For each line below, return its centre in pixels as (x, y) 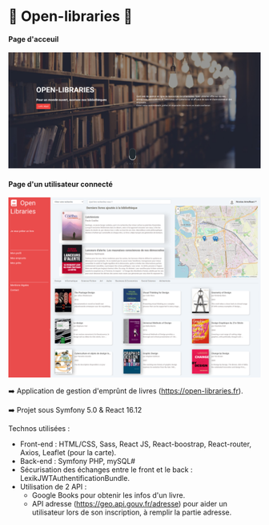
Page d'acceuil (34, 39)
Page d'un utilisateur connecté (61, 184)
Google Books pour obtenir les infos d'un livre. (108, 495)
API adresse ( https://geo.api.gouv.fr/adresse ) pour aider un (130, 503)
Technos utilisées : (39, 428)
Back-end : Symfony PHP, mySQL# (78, 461)
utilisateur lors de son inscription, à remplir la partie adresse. (132, 512)
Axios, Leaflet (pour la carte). (68, 452)
